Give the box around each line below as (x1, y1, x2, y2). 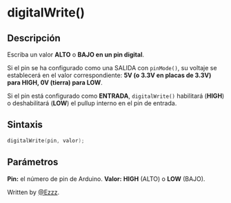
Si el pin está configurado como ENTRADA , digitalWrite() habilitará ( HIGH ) (7, 92, 225, 100)
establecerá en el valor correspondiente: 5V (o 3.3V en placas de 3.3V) (7, 71, 212, 79)
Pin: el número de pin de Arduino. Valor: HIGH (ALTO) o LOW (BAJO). (7, 174, 205, 183)
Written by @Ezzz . (7, 188, 60, 196)
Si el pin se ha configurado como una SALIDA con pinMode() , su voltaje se (7, 64, 217, 72)
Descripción (7, 32, 61, 44)
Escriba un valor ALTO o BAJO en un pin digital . (7, 50, 145, 58)
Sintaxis (7, 119, 43, 131)
